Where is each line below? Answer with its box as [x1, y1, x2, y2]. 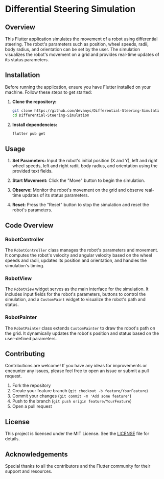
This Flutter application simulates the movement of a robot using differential [5, 36, 158, 42]
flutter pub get [12, 131, 46, 136]
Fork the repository [12, 382, 51, 388]
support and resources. [5, 468, 52, 474]
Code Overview [5, 221, 54, 229]
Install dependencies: [12, 122, 58, 127]
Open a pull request [12, 403, 52, 409]
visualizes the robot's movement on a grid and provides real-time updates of [5, 51, 160, 57]
